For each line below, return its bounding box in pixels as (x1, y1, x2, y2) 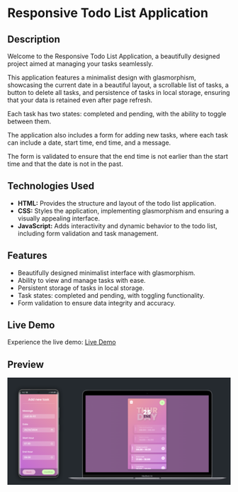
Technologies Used (7, 180, 94, 192)
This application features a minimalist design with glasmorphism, (7, 73, 196, 82)
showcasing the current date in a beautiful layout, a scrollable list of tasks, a (7, 81, 229, 89)
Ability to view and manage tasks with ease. (17, 276, 147, 284)
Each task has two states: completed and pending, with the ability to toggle (7, 110, 227, 118)
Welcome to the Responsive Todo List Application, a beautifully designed (7, 52, 220, 60)
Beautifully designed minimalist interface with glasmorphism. (17, 268, 196, 277)
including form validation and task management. (17, 229, 159, 237)
